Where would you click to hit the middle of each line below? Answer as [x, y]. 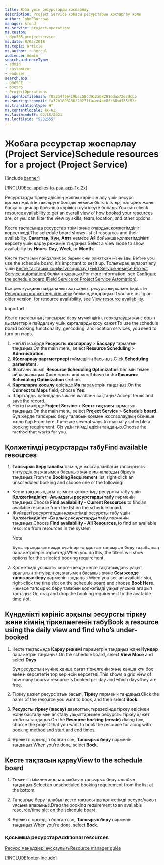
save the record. [29, 401]
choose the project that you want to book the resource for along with [82, 725]
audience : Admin [22, 55]
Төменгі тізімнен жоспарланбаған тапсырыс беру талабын [74, 780]
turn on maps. [19, 333]
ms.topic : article [24, 46]
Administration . [28, 353]
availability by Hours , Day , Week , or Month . [49, 248]
